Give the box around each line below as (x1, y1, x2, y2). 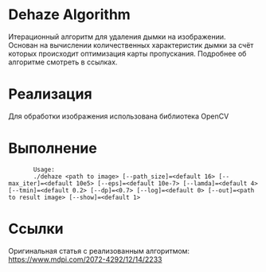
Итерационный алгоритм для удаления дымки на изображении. (8, 32, 226, 41)
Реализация (8, 85, 93, 103)
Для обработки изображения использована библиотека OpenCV (8, 111, 229, 121)
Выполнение (8, 139, 97, 157)
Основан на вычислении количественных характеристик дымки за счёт (8, 40, 254, 49)
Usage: (33, 165, 56, 173)
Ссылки (8, 220, 64, 238)
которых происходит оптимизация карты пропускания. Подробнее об (8, 49, 247, 58)
